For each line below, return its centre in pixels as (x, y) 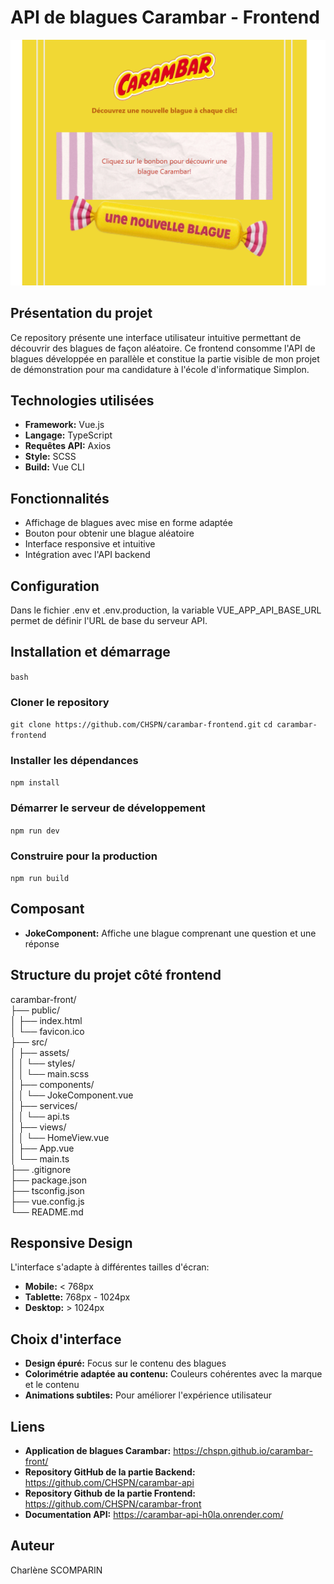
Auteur (32, 1546)
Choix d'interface (66, 1339)
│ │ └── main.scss (50, 1073)
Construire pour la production (84, 856)
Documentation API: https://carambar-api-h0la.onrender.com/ (154, 1515)
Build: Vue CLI (54, 467)
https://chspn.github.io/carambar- (243, 1451)
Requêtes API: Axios (68, 446)
